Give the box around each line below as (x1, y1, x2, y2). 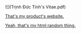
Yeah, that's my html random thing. (5, 22, 76, 28)
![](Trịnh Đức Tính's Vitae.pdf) (5, 4, 66, 10)
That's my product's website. (5, 13, 64, 19)
